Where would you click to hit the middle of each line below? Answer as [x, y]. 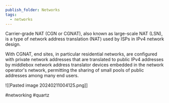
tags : [11, 15]
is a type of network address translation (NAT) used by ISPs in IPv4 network [85, 39]
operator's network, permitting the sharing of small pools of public [75, 70]
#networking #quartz [27, 95]
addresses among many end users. [42, 76]
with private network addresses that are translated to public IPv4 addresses [84, 60]
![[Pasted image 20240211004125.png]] [46, 85]
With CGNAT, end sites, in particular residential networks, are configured [81, 54]
